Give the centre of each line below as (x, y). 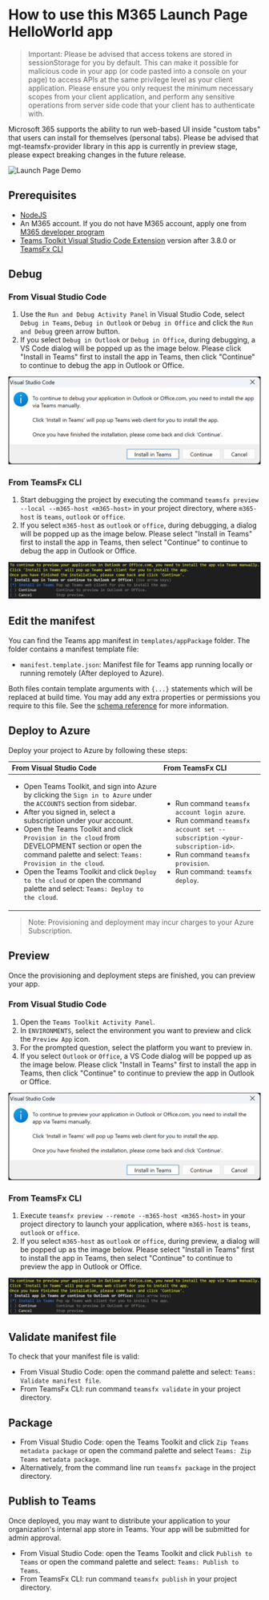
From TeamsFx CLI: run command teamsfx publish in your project (128, 1578)
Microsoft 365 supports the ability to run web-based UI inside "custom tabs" (134, 129)
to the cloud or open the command (82, 881)
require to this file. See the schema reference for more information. (119, 705)
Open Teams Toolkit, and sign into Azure (90, 787)
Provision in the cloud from (72, 838)
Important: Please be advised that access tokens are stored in (130, 54)
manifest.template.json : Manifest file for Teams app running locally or (136, 664)
